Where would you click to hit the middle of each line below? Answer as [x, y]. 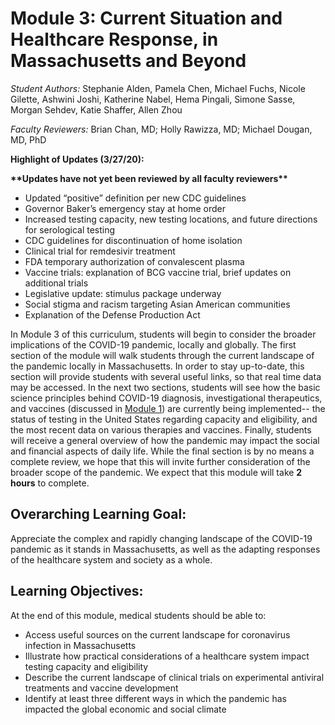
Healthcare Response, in [114, 39]
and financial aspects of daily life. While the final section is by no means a [162, 451]
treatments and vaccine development [101, 688]
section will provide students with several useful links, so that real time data [166, 376]
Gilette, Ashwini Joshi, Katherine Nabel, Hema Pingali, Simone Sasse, [153, 99]
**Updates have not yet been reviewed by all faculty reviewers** [149, 178]
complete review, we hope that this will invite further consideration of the [160, 461]
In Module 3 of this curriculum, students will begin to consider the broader [163, 334]
